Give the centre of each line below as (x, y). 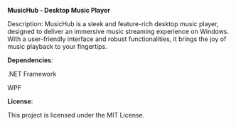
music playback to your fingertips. (58, 46)
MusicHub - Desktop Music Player (59, 10)
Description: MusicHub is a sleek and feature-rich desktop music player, (113, 24)
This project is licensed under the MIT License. (76, 115)
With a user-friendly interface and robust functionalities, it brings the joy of (117, 39)
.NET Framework (32, 74)
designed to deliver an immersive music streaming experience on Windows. (118, 31)
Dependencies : (30, 60)
